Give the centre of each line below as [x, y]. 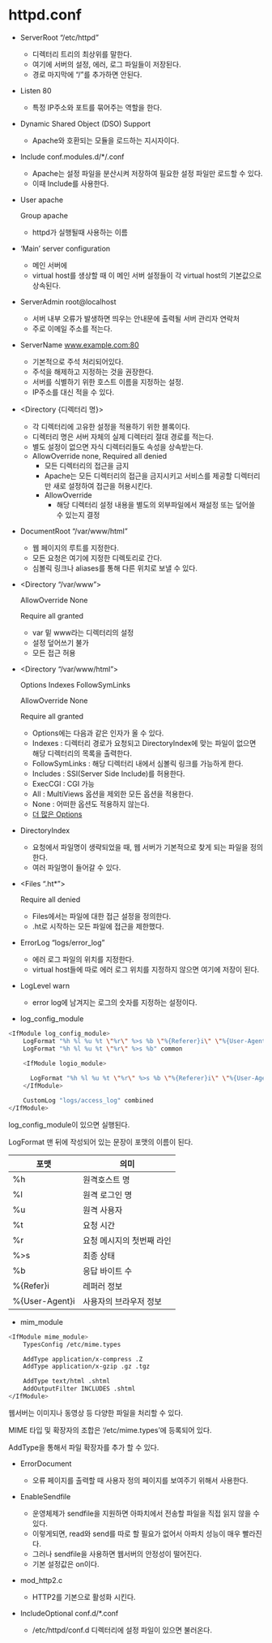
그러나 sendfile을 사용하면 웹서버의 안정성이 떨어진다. [117, 1554]
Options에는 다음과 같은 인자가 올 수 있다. [98, 733]
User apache [41, 200]
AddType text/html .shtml [67, 1382]
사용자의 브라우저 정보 [122, 1301]
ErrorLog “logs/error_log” [62, 942]
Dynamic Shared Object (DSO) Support [85, 123]
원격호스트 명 [106, 1179]
